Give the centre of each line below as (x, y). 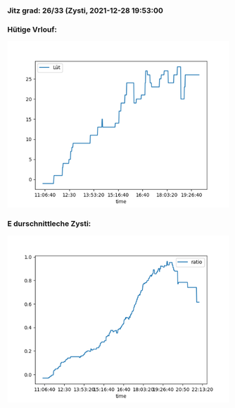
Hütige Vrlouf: (32, 29)
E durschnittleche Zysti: (49, 224)
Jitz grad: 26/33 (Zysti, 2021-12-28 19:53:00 (85, 11)
